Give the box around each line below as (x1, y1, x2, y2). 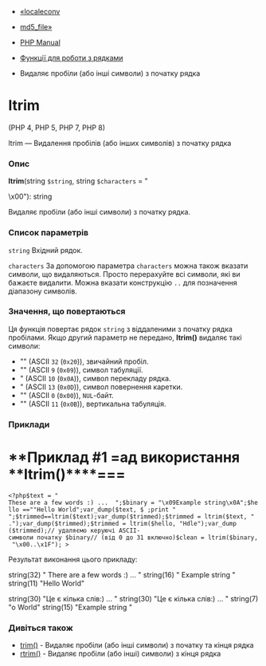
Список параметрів (8, 227, 89, 238)
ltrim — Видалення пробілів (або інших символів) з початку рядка (8, 138, 232, 148)
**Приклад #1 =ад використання (8, 448, 241, 466)
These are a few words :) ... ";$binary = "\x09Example (8, 499, 201, 506)
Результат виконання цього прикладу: (8, 554, 138, 564)
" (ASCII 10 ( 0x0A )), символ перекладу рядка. (19, 373, 171, 383)
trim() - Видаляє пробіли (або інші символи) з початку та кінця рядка (19, 640, 254, 649)
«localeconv (19, 7, 61, 16)
